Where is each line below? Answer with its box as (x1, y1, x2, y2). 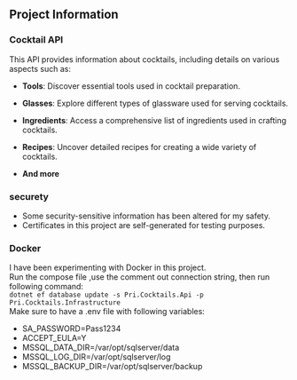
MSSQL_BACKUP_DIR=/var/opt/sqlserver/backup (21, 361, 203, 372)
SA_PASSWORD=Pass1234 (21, 323, 121, 334)
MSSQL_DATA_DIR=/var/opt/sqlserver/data (21, 342, 180, 353)
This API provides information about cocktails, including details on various (9, 53, 280, 65)
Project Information (9, 7, 119, 22)
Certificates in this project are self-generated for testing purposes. (21, 219, 266, 230)
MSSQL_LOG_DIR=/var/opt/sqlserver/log (21, 352, 171, 362)
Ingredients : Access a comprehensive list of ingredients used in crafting (21, 115, 286, 125)
